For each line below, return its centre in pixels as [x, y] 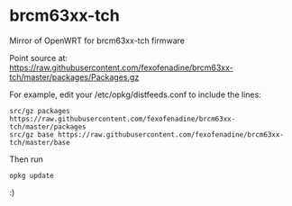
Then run [26, 159]
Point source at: [39, 58]
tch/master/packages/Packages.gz [74, 76]
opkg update [32, 175]
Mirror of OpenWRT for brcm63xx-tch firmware [97, 40]
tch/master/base [40, 142]
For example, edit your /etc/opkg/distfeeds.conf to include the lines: [135, 94]
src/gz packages [40, 111]
